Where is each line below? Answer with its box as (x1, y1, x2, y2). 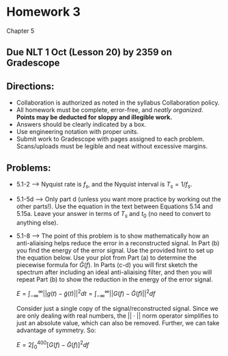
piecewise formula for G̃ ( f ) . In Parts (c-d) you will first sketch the (16, 260, 198, 269)
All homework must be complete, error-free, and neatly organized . (16, 106, 203, 114)
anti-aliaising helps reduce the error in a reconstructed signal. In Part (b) (16, 238, 220, 247)
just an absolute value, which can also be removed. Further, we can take (16, 319, 220, 327)
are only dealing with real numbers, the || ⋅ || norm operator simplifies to (16, 312, 219, 320)
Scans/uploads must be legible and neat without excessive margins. (16, 142, 208, 150)
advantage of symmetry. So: (16, 326, 96, 334)
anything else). (16, 218, 59, 226)
